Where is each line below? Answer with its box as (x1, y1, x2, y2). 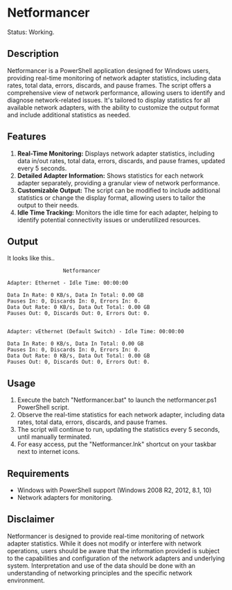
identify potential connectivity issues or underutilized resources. (17, 215, 201, 224)
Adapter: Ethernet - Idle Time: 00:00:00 (7, 280, 129, 287)
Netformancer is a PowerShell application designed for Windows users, (7, 66, 211, 74)
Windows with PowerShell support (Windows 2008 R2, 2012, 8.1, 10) (17, 486, 212, 494)
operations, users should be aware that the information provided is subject (7, 546, 220, 555)
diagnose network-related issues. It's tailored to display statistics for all (7, 96, 211, 104)
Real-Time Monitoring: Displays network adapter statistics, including (17, 149, 215, 158)
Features (7, 130, 46, 143)
